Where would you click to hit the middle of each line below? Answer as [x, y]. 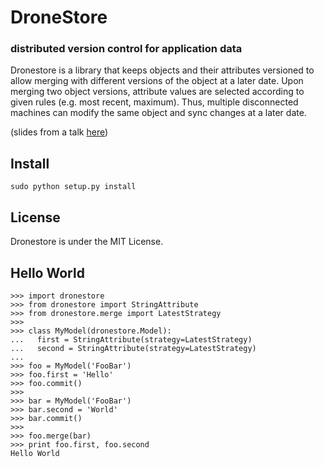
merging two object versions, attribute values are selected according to [157, 92]
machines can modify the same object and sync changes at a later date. [158, 113]
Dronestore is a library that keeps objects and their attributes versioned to [162, 70]
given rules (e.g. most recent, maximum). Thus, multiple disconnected [154, 102]
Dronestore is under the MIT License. [87, 242]
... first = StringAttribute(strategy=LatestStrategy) [131, 339]
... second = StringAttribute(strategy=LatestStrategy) [133, 348]
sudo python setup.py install [73, 187]
